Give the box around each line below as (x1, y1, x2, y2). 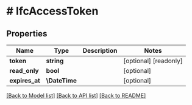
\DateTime (46, 76, 77, 84)
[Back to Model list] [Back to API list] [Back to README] (6, 92, 146, 99)
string (46, 56, 64, 65)
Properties (6, 29, 48, 39)
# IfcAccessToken (6, 4, 99, 18)
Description (82, 47, 118, 55)
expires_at (9, 76, 41, 84)
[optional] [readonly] (123, 56, 183, 65)
